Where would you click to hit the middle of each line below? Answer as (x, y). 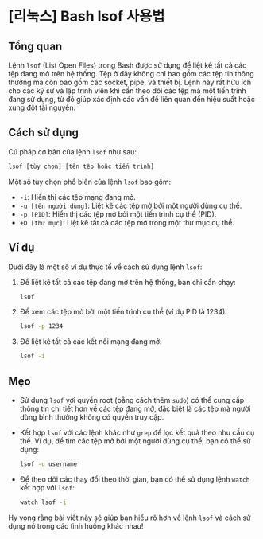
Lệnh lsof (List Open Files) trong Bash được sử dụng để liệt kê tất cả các (128, 65)
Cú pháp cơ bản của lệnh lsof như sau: (73, 151)
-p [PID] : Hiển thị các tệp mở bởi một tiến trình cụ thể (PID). (118, 214)
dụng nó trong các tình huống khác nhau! (76, 525)
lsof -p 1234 (41, 326)
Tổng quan (35, 46)
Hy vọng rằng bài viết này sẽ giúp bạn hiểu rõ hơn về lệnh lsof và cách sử (130, 518)
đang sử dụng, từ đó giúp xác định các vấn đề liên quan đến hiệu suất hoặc (132, 99)
